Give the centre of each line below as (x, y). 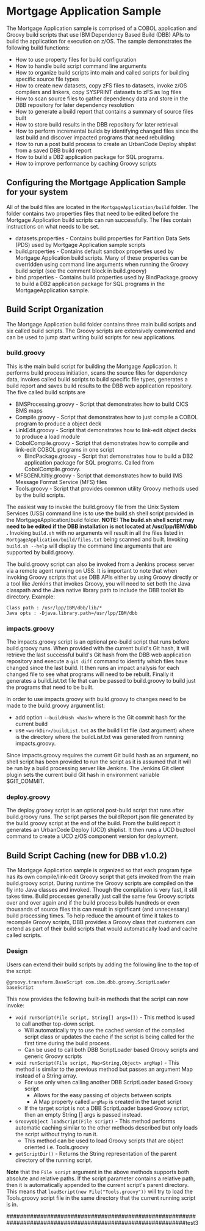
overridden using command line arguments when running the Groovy (102, 264)
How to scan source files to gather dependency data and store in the (101, 98)
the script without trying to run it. (56, 1134)
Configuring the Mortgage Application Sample (96, 182)
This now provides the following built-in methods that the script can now (97, 999)
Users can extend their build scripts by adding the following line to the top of (103, 965)
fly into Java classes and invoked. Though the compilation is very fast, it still (102, 890)
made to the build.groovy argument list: (56, 706)
